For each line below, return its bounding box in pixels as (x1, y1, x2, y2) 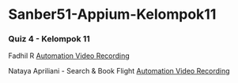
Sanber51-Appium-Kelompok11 (8, 5, 217, 23)
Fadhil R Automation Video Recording (8, 51, 130, 60)
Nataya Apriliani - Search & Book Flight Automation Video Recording (8, 67, 231, 76)
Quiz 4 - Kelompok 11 (8, 34, 91, 45)
